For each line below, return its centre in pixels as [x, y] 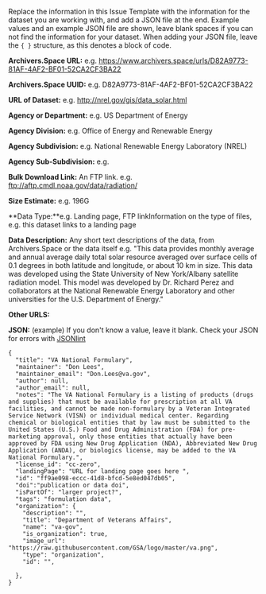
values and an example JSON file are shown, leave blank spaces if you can [131, 28]
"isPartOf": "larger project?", [69, 492]
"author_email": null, [53, 388]
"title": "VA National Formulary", [74, 360]
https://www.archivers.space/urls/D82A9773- [173, 60]
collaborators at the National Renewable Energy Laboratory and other [122, 291]
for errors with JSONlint [47, 338]
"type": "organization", [64, 555]
